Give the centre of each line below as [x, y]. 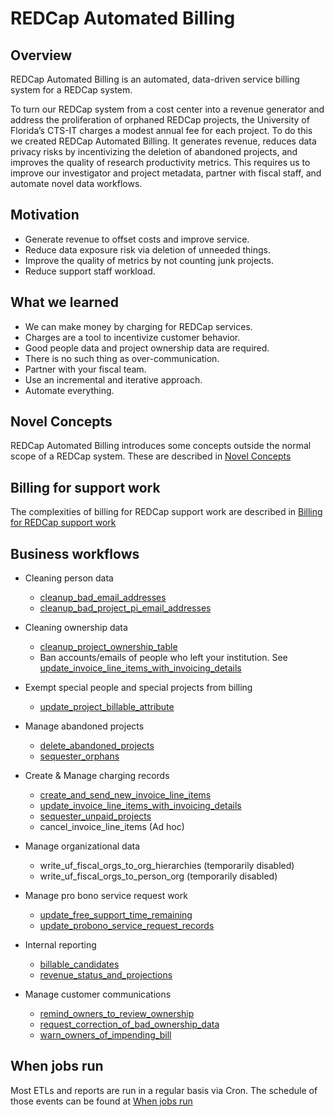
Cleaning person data [69, 578]
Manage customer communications [98, 994]
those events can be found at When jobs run [101, 1101]
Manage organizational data [82, 846]
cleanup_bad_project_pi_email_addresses [125, 608]
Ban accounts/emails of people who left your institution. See [163, 658]
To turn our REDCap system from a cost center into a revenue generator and [167, 109]
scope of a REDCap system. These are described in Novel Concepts [151, 456]
